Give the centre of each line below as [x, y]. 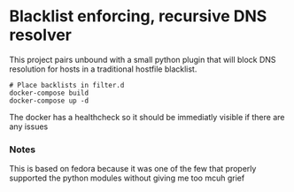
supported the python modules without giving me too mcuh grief [127, 178]
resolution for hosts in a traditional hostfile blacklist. [103, 69]
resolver [41, 35]
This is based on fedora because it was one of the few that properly [133, 169]
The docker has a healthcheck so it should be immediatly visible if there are [147, 117]
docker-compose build [49, 93]
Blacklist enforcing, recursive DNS [138, 16]
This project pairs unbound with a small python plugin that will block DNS [143, 59]
